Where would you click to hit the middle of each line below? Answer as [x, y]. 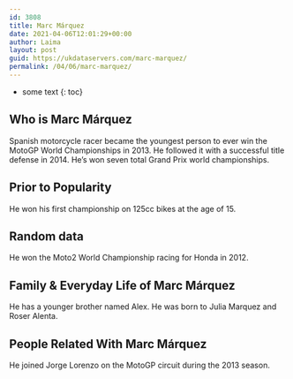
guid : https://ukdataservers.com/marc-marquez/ [98, 58]
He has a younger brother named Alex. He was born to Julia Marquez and [143, 307]
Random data [46, 236]
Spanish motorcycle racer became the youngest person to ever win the [138, 140]
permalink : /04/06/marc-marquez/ [71, 67]
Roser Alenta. [34, 316]
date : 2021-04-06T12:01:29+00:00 [71, 34]
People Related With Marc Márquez [108, 344]
